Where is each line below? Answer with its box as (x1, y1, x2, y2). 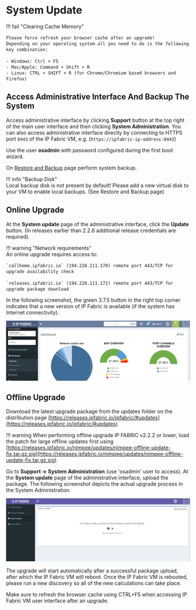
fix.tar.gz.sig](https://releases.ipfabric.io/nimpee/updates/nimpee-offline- (6, 451, 183, 458)
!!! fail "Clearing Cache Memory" (6, 23, 85, 30)
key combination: (6, 46, 48, 53)
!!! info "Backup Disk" (6, 175, 57, 182)
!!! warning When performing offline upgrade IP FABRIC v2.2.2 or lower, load (6, 432, 190, 439)
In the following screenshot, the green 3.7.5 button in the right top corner (6, 297, 181, 304)
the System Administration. (6, 487, 71, 494)
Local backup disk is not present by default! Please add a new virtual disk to (6, 182, 189, 189)
